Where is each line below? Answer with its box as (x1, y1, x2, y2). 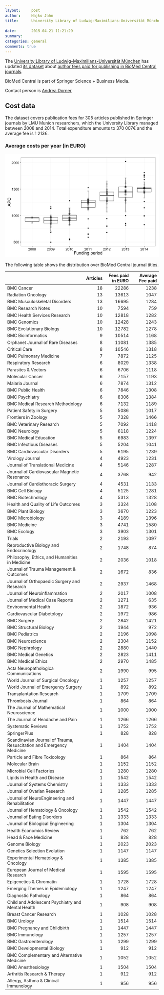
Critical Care (7, 346, 33, 352)
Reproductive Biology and (7, 542, 59, 548)
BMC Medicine (7, 522, 37, 528)
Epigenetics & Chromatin (7, 879, 57, 885)
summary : (5, 34, 23, 39)
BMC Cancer (7, 285, 33, 291)
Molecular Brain (7, 761, 39, 767)
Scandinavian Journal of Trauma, (7, 737, 74, 743)
